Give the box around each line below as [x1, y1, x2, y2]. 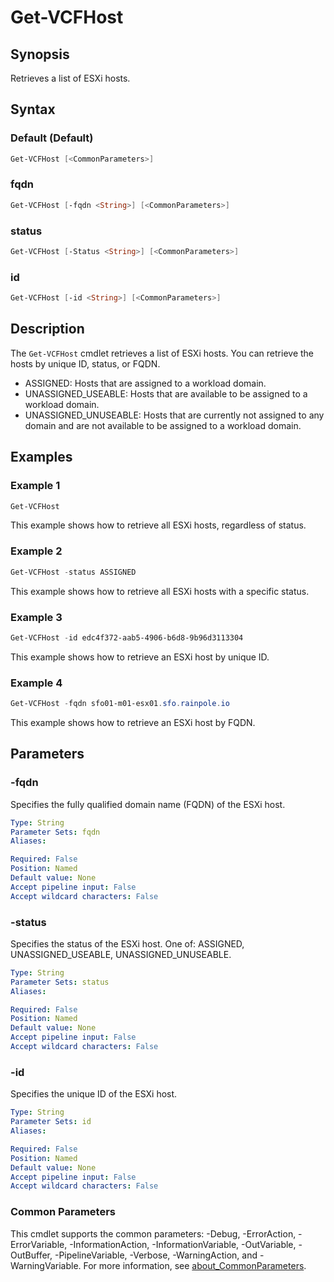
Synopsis [10, 46, 70, 63]
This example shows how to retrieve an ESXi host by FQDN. [10, 716, 256, 728]
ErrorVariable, [10, 1238, 68, 1250]
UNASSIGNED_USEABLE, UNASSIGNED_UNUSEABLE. [10, 948, 232, 960]
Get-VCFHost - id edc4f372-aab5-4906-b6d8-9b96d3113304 [10, 632, 244, 643]
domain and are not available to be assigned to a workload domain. [24, 419, 302, 431]
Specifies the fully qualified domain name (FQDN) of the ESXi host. [10, 798, 286, 810]
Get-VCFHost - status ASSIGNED [10, 567, 137, 577]
